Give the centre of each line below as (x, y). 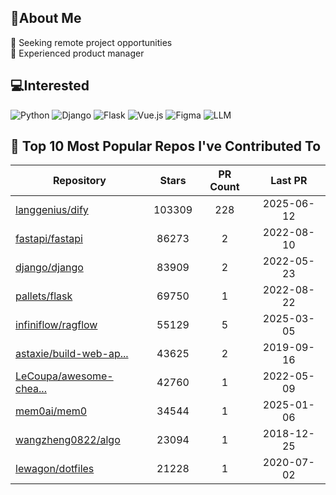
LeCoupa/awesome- (64, 376)
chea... (31, 389)
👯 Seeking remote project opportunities (91, 42)
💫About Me (46, 18)
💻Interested (50, 86)
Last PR (289, 181)
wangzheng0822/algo (68, 440)
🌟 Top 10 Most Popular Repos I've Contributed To (166, 146)
